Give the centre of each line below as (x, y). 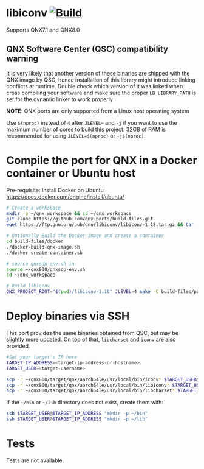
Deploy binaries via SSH (68, 316)
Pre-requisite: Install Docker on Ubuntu (55, 190)
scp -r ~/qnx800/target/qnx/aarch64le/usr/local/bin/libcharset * (90, 391)
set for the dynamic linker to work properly (60, 99)
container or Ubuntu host (71, 173)
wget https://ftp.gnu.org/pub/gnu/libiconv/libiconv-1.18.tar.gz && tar (100, 225)
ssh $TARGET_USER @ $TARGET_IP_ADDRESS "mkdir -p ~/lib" (77, 419)
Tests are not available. (35, 460)
